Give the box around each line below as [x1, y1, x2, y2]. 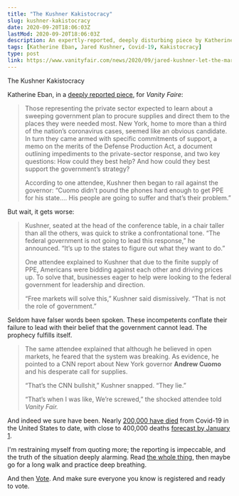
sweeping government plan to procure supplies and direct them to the [24, 111, 230, 120]
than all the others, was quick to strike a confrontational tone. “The [24, 229, 221, 237]
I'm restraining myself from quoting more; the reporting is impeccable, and [7, 445, 226, 453]
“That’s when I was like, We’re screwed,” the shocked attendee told [24, 395, 222, 403]
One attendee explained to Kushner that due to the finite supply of [24, 257, 219, 266]
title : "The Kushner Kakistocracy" [7, 10, 113, 18]
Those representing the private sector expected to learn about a [24, 104, 213, 113]
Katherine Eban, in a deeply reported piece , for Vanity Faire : [7, 90, 184, 98]
